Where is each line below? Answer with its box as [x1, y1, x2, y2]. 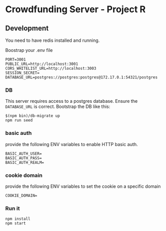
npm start [5, 221, 26, 226]
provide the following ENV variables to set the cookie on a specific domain [5, 183, 161, 189]
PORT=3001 [5, 57, 26, 62]
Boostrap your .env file [5, 47, 53, 53]
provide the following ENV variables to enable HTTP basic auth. [5, 141, 138, 147]
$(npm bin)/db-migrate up [5, 113, 60, 119]
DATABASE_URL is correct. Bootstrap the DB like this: [5, 103, 111, 110]
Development [5, 24, 49, 33]
